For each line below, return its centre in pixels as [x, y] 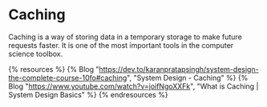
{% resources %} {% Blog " [54, 69]
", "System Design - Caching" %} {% [188, 77]
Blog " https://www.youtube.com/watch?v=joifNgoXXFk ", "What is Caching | [133, 86]
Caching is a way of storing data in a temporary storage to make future [125, 37]
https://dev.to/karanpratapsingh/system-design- [179, 69]
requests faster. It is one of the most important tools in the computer [121, 45]
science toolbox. [36, 53]
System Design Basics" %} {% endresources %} [88, 94]
